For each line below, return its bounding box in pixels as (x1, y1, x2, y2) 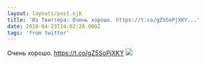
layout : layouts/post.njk (7, 10, 82, 17)
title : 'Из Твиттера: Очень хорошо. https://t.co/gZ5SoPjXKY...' (7, 17, 200, 23)
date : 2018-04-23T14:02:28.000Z (7, 23, 101, 30)
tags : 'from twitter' (7, 29, 70, 36)
